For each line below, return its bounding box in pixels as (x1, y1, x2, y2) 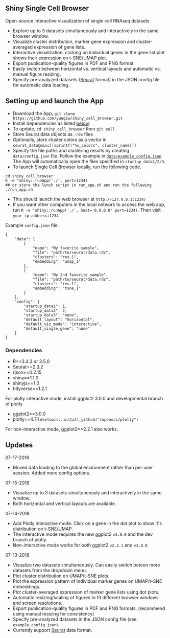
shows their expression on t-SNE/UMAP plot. (12, 55, 107, 61)
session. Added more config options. (12, 470, 91, 476)
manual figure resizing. (12, 71, 61, 77)
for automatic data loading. (12, 82, 70, 88)
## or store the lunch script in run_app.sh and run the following (5, 183, 152, 188)
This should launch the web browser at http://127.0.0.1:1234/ (12, 196, 147, 202)
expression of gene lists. (34, 43, 86, 50)
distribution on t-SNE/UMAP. (12, 526, 73, 532)
